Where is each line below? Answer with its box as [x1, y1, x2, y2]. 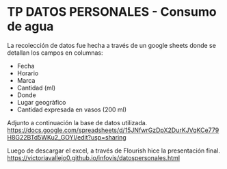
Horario [16, 69, 39, 77]
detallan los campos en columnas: [7, 49, 104, 57]
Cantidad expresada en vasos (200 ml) [16, 105, 127, 114]
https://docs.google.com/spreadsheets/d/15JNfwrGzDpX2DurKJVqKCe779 [7, 126, 219, 134]
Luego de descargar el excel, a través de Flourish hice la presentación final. [7, 146, 220, 155]
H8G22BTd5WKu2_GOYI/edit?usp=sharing [7, 133, 126, 141]
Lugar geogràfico [16, 98, 66, 106]
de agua [7, 18, 54, 34]
